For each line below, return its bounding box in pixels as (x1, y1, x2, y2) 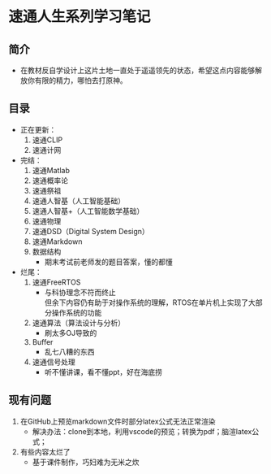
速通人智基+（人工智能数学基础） (32, 206, 144, 215)
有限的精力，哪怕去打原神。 (34, 76, 127, 85)
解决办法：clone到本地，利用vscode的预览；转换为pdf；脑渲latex (32, 426, 252, 436)
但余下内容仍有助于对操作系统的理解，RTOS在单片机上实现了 (44, 298, 249, 307)
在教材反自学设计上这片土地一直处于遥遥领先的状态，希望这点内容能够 (19, 66, 256, 75)
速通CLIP (32, 135, 63, 145)
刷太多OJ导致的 (44, 328, 97, 337)
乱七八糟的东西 (44, 346, 95, 356)
